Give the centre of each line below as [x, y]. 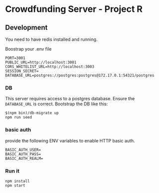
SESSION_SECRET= [22, 71]
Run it [12, 171]
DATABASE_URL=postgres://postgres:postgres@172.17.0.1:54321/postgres [80, 75]
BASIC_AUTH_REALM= [24, 158]
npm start [15, 185]
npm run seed [19, 118]
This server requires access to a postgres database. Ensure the [70, 99]
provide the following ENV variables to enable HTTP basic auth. [70, 140]
